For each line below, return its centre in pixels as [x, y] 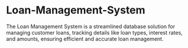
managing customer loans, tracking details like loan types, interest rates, [95, 32]
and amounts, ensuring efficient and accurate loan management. [85, 39]
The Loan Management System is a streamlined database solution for [91, 26]
